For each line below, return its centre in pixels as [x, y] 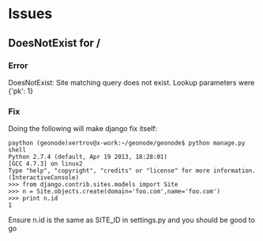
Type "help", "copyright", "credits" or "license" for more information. [132, 171]
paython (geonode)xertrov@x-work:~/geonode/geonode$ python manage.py [127, 143]
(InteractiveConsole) [44, 178]
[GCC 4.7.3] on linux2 [45, 164]
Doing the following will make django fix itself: [83, 129]
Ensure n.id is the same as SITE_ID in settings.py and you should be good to [131, 220]
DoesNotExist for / [54, 43]
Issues [30, 14]
